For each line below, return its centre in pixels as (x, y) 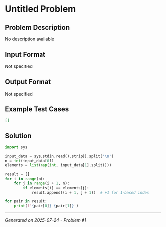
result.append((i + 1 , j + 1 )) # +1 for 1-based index (90, 193)
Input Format (25, 54)
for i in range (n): (25, 179)
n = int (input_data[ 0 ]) (30, 161)
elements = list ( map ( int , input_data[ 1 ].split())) (58, 165)
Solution (18, 136)
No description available (30, 39)
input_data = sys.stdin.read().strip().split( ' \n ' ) (59, 156)
